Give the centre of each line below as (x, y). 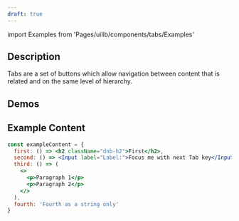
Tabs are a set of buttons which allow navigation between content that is (114, 74)
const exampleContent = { (46, 144)
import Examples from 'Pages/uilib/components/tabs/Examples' (101, 34)
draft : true (25, 14)
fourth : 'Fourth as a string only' (67, 204)
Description (34, 57)
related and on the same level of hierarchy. (70, 81)
